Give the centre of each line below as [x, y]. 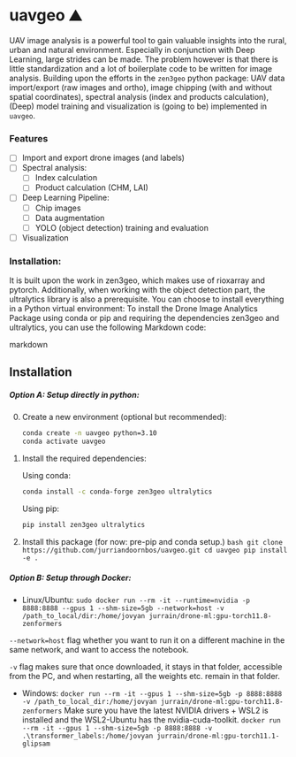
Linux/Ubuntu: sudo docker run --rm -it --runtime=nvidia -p [136, 600]
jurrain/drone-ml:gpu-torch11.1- [218, 736]
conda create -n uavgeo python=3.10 [89, 433]
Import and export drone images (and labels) [103, 158]
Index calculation [66, 178]
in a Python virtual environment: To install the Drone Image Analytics [133, 309]
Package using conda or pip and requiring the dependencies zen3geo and [144, 318]
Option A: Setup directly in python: [74, 395]
